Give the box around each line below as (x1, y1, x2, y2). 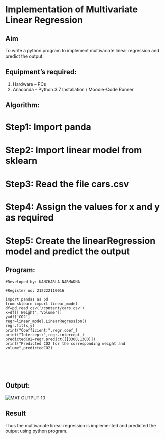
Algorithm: (5, 101, 40, 109)
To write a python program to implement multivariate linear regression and (5, 48, 160, 53)
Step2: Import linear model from (5, 144, 142, 156)
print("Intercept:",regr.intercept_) (5, 332, 85, 337)
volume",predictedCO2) (5, 345, 53, 350)
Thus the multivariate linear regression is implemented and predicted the (5, 422, 156, 428)
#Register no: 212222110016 (5, 288, 65, 293)
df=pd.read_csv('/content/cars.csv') (5, 305, 85, 311)
